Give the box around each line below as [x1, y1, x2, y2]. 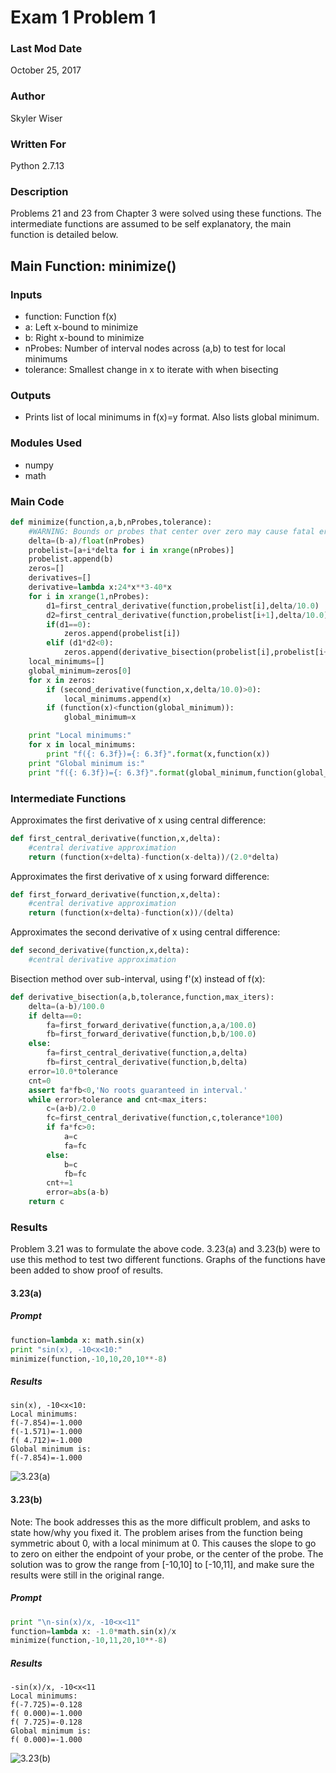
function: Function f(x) [24, 311, 118, 323]
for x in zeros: [28, 675, 97, 685]
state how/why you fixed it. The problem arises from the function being [10, 1526, 303, 1538]
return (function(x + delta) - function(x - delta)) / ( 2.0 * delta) [28, 852, 280, 862]
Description [10, 185, 69, 198]
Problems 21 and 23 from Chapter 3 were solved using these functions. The [10, 207, 322, 220]
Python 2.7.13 [10, 160, 65, 172]
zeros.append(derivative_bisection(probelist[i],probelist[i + [63, 647, 329, 658]
